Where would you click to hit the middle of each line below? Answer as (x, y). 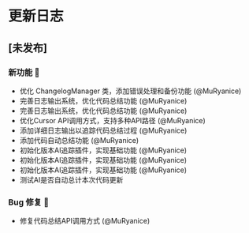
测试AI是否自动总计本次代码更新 (71, 179)
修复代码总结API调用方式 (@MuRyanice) (85, 221)
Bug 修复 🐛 (29, 202)
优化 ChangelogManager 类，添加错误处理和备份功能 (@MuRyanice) (130, 91)
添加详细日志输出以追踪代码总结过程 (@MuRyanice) (103, 130)
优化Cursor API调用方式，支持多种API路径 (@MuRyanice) (113, 120)
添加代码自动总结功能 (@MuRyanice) (79, 140)
